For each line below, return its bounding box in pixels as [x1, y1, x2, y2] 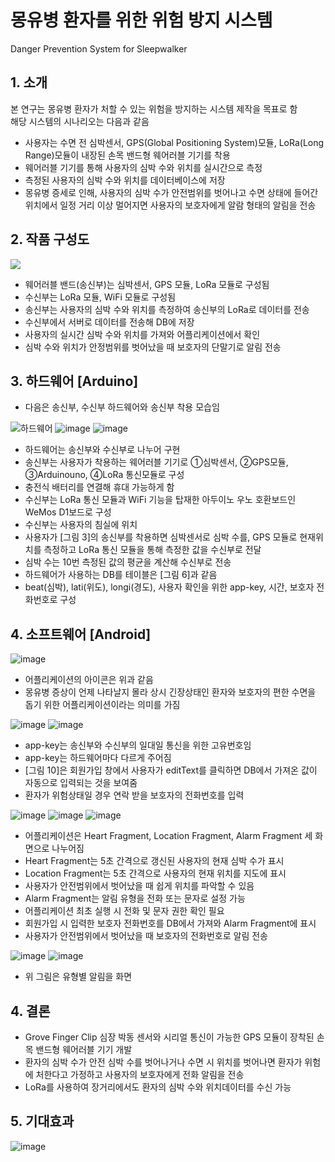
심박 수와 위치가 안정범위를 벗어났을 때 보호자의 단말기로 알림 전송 [24, 341, 282, 353]
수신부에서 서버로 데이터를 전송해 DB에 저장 [24, 316, 195, 328]
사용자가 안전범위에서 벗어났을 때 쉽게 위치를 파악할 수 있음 [24, 880, 255, 892]
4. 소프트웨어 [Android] [10, 626, 152, 643]
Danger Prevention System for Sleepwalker [10, 42, 188, 55]
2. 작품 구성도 [10, 231, 90, 248]
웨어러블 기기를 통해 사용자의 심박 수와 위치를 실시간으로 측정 [24, 161, 263, 173]
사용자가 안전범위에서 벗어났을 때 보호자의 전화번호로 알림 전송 [24, 930, 268, 942]
